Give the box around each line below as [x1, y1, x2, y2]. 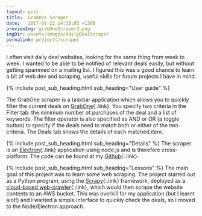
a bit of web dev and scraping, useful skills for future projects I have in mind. [6, 73, 197, 80]
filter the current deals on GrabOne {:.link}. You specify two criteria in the [6, 103, 187, 109]
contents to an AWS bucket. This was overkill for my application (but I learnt [6, 190, 195, 197]
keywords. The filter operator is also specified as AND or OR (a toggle [6, 115, 180, 122]
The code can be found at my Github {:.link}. [30, 153, 139, 160]
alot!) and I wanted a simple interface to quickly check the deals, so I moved [6, 197, 195, 203]
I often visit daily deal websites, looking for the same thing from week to [6, 54, 185, 60]
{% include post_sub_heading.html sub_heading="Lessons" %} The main [6, 164, 189, 171]
